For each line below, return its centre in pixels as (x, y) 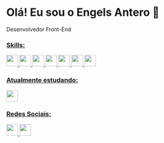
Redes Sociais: (29, 114)
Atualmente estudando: (42, 80)
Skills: (16, 45)
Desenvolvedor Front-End (39, 29)
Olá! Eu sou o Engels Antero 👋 (83, 12)
